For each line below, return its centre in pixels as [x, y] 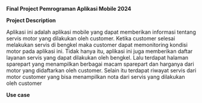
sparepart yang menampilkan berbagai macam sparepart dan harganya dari [100, 64]
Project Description [31, 20]
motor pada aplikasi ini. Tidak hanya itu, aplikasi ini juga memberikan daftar [99, 51]
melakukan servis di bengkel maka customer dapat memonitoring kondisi [97, 45]
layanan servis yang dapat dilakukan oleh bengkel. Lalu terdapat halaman [97, 58]
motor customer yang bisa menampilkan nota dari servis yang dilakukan [96, 77]
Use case [18, 95]
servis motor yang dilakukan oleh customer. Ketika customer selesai [91, 38]
